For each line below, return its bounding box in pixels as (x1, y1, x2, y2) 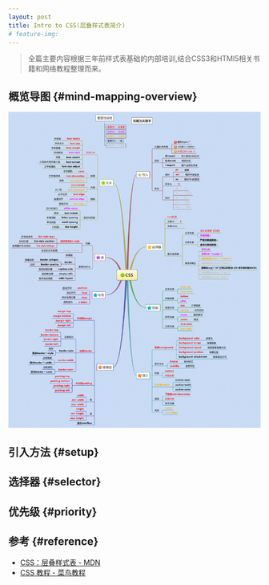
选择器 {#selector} (8, 475, 102, 489)
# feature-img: (8, 30, 59, 38)
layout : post (8, 13, 52, 21)
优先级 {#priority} (8, 505, 98, 518)
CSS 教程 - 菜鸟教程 (19, 567, 86, 577)
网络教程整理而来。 (42, 64, 106, 74)
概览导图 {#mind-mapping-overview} (8, 89, 198, 104)
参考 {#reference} (8, 534, 98, 549)
